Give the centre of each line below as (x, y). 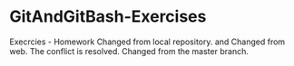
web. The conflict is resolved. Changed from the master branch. (129, 51)
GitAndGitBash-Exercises (108, 17)
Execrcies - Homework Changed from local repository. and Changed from (147, 42)
